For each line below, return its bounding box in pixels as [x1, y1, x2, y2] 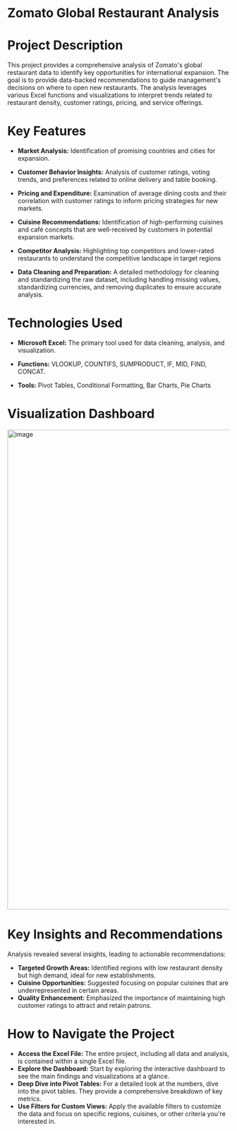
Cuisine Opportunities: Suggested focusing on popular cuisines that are [17, 978, 229, 987]
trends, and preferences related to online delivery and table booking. [17, 176, 217, 184]
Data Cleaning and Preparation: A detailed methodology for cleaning [17, 268, 219, 277]
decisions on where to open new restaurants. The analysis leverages [7, 84, 207, 92]
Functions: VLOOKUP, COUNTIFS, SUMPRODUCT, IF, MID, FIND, [17, 360, 207, 368]
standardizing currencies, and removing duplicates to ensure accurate [17, 283, 222, 292]
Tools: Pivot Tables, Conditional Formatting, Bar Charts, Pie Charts [17, 381, 212, 389]
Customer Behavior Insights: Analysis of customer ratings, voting [17, 168, 210, 176]
